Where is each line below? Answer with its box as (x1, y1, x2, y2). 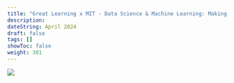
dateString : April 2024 (7, 23, 77, 30)
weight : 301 (7, 50, 42, 56)
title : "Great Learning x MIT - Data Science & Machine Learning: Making (7, 10, 228, 17)
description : (7, 17, 46, 24)
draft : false (7, 29, 46, 37)
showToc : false (7, 43, 52, 50)
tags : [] (7, 36, 33, 43)
